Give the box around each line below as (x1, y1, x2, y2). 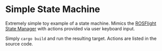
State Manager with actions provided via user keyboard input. (5, 25, 135, 31)
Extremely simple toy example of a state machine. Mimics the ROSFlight (5, 20, 157, 26)
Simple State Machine (5, 4, 101, 15)
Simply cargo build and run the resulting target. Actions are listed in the (5, 35, 157, 41)
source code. (5, 40, 33, 46)
